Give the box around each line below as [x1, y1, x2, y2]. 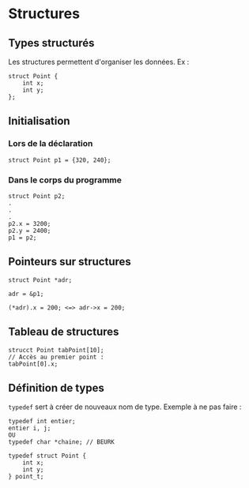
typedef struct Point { [8, 452, 87, 460]
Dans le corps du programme [8, 175, 123, 186]
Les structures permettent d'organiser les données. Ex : [8, 57, 190, 66]
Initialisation [8, 114, 70, 128]
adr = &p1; [8, 290, 44, 298]
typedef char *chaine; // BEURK [8, 438, 115, 446]
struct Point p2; [8, 192, 66, 200]
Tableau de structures [8, 325, 119, 339]
